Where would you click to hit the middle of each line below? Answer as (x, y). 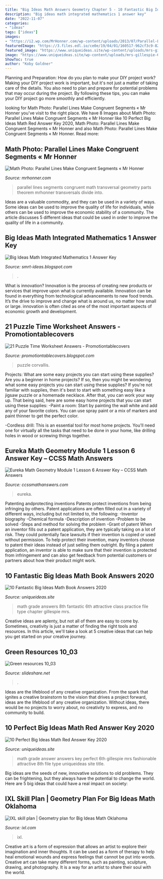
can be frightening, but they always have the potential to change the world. (80, 778)
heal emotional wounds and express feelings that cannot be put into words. (80, 857)
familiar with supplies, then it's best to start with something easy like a (75, 390)
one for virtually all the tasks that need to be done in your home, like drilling (80, 430)
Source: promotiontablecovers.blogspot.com (50, 355)
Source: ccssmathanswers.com (37, 485)
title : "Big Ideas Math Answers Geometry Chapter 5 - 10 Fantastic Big (79, 9)
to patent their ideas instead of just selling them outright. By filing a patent (79, 545)
